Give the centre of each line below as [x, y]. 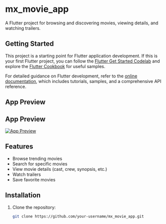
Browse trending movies [37, 158]
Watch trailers [27, 174]
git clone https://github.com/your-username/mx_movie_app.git [78, 216]
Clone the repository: [34, 207]
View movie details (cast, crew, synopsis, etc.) [60, 169]
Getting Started [30, 44]
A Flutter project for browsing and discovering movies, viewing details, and [82, 23]
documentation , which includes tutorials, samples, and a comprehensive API [83, 81]
